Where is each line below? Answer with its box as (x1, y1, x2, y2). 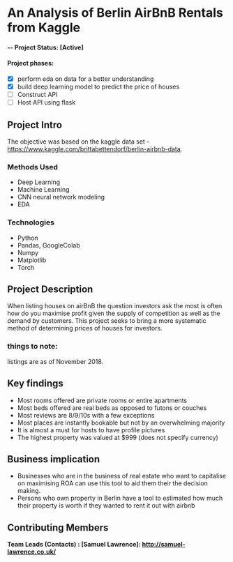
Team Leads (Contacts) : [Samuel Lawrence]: (7, 540, 141, 549)
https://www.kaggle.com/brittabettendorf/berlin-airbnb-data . (7, 145, 183, 153)
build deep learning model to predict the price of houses (17, 82, 180, 91)
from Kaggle (7, 20, 81, 36)
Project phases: (7, 59, 54, 68)
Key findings (7, 378, 64, 390)
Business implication (7, 453, 100, 465)
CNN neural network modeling (17, 193, 105, 202)
